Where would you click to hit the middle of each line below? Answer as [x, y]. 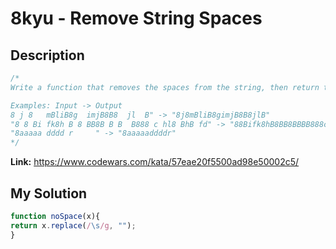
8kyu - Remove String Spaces [136, 18]
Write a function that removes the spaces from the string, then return [165, 87]
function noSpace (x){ [55, 216]
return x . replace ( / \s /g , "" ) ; [73, 225]
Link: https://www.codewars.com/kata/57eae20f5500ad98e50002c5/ [155, 162]
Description [47, 55]
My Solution [49, 193]
